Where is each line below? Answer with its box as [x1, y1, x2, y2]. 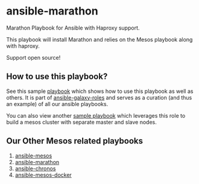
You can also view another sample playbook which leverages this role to [6, 112, 186, 119]
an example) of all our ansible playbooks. [6, 100, 109, 107]
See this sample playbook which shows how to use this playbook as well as [6, 87, 194, 95]
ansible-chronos [14, 165, 56, 172]
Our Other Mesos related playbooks [6, 136, 144, 146]
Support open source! [6, 54, 61, 61]
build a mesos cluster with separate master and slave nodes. [6, 118, 157, 125]
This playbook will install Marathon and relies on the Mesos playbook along [6, 36, 193, 43]
